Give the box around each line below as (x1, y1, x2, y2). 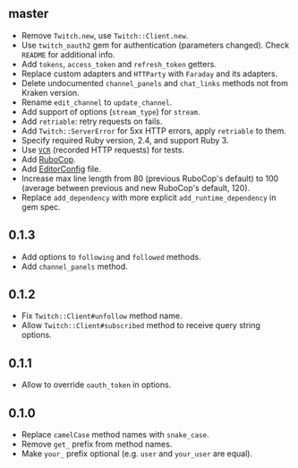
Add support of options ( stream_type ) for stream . (21, 106, 200, 117)
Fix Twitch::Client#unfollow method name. (21, 310, 183, 321)
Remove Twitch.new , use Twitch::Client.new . (21, 30, 189, 40)
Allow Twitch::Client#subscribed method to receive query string (21, 320, 261, 331)
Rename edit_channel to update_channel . (21, 97, 173, 108)
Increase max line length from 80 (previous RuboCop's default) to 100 (21, 173, 279, 184)
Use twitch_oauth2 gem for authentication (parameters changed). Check (21, 39, 290, 50)
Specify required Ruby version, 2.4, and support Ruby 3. (21, 134, 229, 145)
